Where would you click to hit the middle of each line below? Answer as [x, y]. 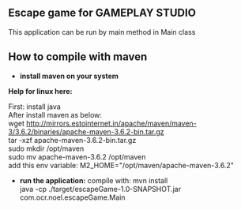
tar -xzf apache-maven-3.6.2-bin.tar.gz [72, 140]
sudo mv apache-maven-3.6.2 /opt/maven [77, 156]
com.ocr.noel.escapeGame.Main [72, 197]
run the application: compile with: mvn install [94, 180]
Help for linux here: [40, 91]
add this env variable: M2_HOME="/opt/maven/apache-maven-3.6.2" [121, 165]
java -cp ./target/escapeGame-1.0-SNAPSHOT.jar [100, 189]
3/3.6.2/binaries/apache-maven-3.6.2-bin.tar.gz [86, 131]
